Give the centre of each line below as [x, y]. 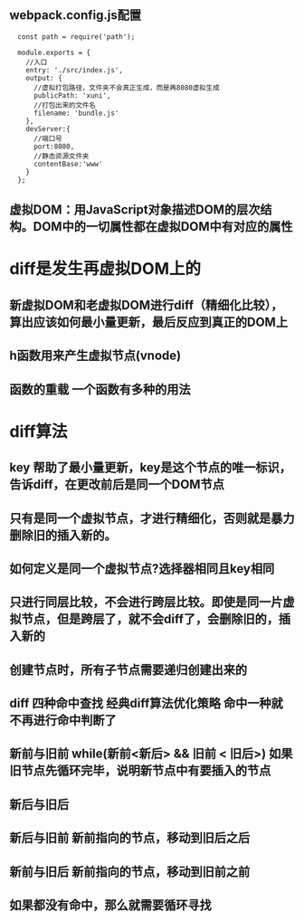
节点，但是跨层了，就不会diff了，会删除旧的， [150, 619]
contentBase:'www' [68, 164]
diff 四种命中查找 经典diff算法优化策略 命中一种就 [146, 703]
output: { [44, 78]
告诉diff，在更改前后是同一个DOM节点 [117, 484]
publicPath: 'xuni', [72, 95]
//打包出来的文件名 [65, 105]
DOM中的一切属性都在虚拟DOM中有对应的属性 [163, 227]
